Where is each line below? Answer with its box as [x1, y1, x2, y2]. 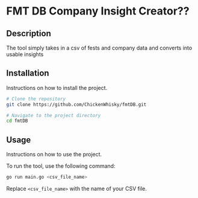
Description [6, 28, 51, 39]
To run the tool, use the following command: [6, 162, 116, 170]
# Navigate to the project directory [6, 112, 101, 118]
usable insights [6, 51, 44, 58]
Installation [6, 68, 49, 78]
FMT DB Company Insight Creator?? [6, 4, 190, 18]
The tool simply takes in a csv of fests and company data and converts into [6, 44, 193, 51]
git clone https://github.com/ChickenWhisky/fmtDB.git [6, 101, 147, 107]
